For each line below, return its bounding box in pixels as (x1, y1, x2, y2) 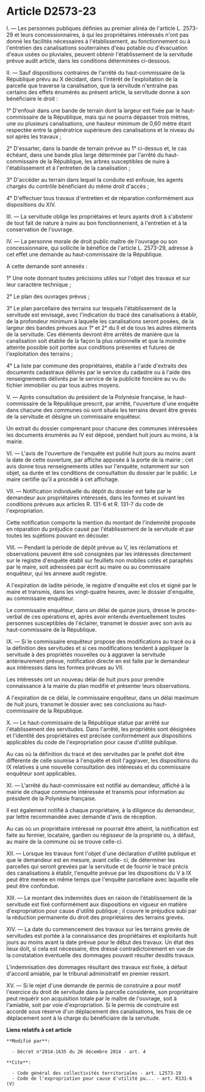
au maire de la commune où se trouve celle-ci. (6, 837, 123, 845)
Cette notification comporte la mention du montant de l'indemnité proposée (6, 518, 196, 526)
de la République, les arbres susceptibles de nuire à (39, 157, 170, 165)
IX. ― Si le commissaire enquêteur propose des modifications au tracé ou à (6, 638, 196, 645)
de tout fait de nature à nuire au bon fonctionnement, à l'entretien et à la (6, 219, 187, 226)
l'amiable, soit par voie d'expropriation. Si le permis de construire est (6, 1001, 179, 1008)
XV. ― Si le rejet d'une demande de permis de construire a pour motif (6, 981, 181, 989)
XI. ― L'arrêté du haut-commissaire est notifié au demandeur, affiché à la (6, 782, 190, 789)
